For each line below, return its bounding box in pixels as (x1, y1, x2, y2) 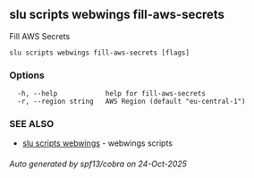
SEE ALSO (9, 118, 55, 131)
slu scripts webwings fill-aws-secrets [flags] (9, 48, 190, 57)
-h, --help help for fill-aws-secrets (17, 89, 206, 98)
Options (9, 69, 45, 81)
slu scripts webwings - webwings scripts (21, 138, 173, 148)
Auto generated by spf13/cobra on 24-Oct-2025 (9, 158, 188, 169)
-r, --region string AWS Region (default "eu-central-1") (17, 97, 246, 106)
